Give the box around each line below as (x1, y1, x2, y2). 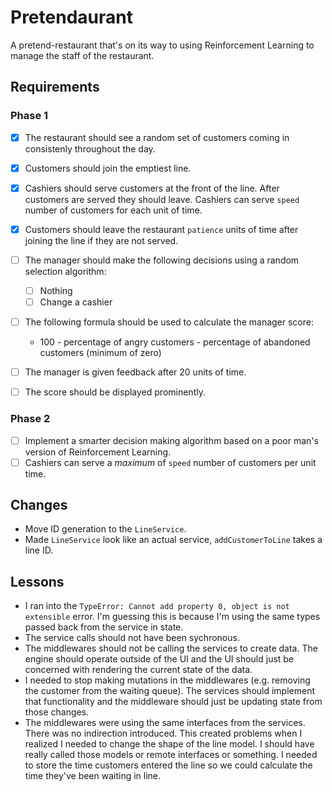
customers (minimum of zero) (39, 347, 162, 359)
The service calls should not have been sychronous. (24, 632, 240, 644)
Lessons (10, 573, 65, 590)
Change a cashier (39, 296, 113, 308)
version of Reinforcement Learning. (24, 446, 172, 458)
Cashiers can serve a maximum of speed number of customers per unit (24, 456, 317, 468)
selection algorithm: (24, 265, 107, 277)
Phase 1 (10, 109, 49, 123)
